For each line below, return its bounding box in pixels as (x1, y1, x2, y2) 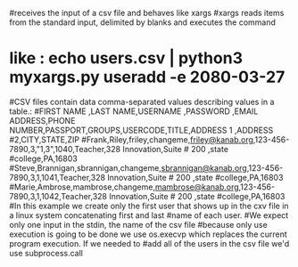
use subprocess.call (9, 247, 83, 258)
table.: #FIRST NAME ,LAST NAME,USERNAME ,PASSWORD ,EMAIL (9, 106, 259, 117)
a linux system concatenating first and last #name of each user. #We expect (9, 209, 289, 221)
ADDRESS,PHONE (9, 115, 76, 125)
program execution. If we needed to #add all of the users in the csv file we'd (9, 238, 290, 248)
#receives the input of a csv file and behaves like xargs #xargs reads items (9, 8, 285, 18)
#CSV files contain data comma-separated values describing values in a (9, 96, 275, 107)
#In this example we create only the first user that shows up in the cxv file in (9, 200, 289, 211)
